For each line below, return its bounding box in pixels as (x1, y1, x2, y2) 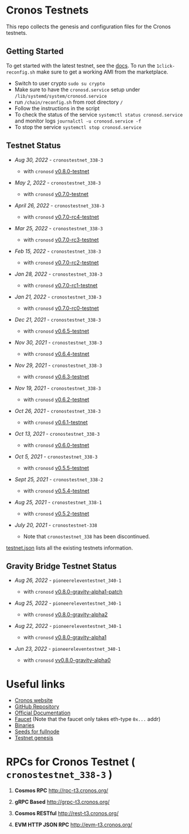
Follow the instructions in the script (14, 104, 100, 112)
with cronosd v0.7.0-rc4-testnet (23, 213, 99, 220)
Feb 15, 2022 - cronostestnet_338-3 (14, 247, 102, 254)
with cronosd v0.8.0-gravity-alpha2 (23, 611, 108, 618)
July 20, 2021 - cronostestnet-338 (14, 521, 97, 528)
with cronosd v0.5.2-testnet (23, 510, 90, 517)
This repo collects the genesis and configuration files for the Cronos (6, 23, 171, 30)
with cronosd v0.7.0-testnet (23, 190, 89, 197)
